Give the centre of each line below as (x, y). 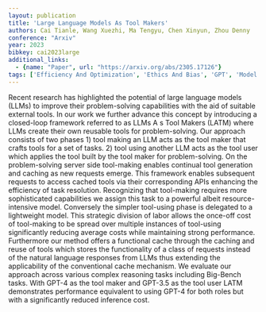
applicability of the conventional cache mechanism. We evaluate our (120, 266)
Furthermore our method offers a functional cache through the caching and (131, 241)
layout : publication (42, 15)
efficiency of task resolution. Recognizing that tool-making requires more (128, 190)
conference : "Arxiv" (42, 38)
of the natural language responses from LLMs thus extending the (114, 257)
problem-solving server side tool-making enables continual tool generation (131, 164)
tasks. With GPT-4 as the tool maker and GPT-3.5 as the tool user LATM (125, 283)
